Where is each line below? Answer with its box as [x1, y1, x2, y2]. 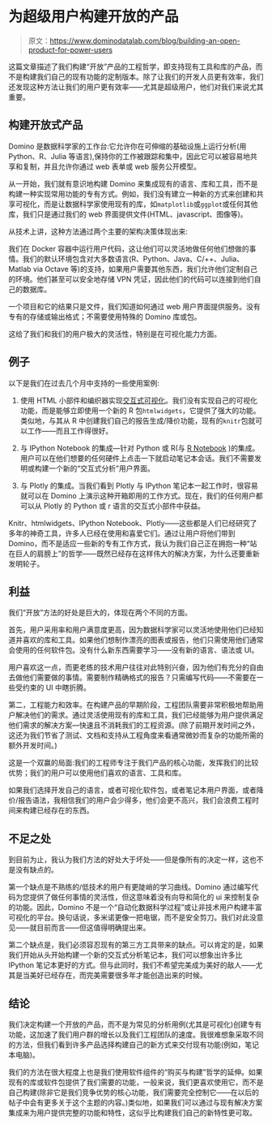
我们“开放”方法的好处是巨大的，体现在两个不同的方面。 [8, 608, 193, 618]
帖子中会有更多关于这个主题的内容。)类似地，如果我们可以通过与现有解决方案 [8, 1097, 263, 1107]
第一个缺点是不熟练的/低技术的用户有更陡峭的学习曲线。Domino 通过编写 [8, 882, 252, 892]
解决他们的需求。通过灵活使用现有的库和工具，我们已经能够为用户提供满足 [15, 710, 264, 720]
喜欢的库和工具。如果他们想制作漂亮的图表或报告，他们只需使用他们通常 [22, 635, 264, 645]
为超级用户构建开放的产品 [8, 7, 180, 26]
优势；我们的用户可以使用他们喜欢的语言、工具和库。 [8, 768, 186, 778]
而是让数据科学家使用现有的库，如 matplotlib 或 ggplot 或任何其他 [43, 199, 258, 209]
